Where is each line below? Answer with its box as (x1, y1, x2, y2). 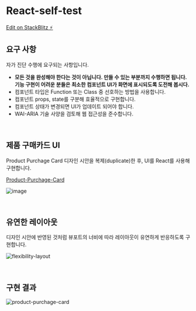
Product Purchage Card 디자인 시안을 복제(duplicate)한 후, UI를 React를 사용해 (6, 157, 190, 164)
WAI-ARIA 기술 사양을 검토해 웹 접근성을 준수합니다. (14, 110, 133, 117)
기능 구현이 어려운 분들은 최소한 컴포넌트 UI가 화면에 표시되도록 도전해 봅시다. (14, 81, 190, 88)
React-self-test (6, 4, 82, 18)
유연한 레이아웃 (6, 217, 58, 227)
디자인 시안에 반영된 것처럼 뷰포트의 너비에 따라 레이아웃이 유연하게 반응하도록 (6, 234, 184, 241)
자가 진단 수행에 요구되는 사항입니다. (6, 61, 89, 68)
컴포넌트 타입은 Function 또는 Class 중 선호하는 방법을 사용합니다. (14, 88, 166, 95)
